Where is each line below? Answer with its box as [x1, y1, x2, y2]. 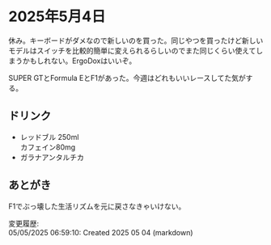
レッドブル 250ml [19, 132, 79, 142]
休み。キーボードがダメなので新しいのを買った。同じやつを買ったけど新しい [8, 36, 264, 45]
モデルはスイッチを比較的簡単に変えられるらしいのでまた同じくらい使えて [8, 45, 256, 55]
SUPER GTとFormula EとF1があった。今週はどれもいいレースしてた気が [8, 73, 247, 82]
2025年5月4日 [8, 7, 106, 26]
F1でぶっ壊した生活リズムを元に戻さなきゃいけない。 [8, 201, 186, 211]
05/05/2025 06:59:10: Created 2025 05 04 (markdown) [8, 227, 193, 237]
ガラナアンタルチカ [19, 152, 85, 162]
